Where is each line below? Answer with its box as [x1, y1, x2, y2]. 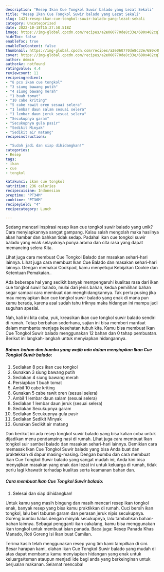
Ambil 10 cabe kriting [12, 385, 55, 391]
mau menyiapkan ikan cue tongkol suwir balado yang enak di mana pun [5, 295, 149, 301]
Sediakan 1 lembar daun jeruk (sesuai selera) [12, 401, 103, 406]
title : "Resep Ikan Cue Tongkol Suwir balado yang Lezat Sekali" [5, 12, 141, 17]
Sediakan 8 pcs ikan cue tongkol [12, 364, 78, 370]
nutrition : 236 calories [5, 184, 56, 189]
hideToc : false [5, 35, 36, 40]
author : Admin [5, 57, 35, 62]
